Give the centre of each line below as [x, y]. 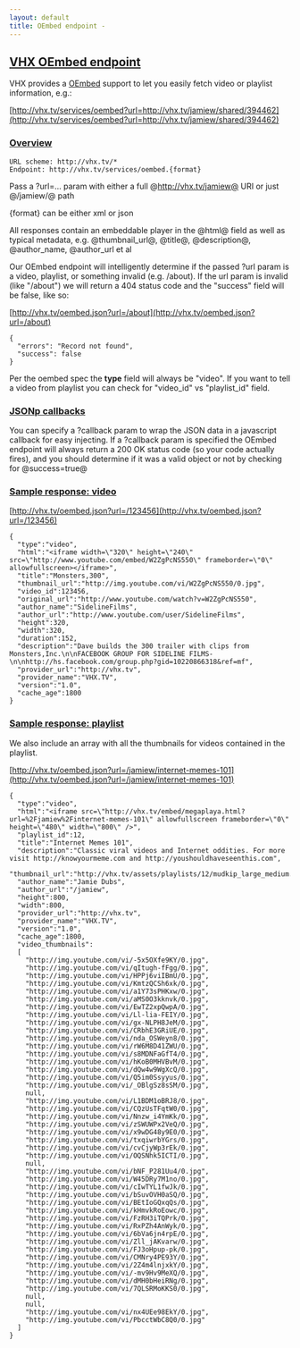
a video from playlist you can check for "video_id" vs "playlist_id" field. [140, 388]
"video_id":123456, [54, 592]
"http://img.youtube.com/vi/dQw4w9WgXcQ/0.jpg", [117, 1069]
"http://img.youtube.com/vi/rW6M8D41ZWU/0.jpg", [117, 1046]
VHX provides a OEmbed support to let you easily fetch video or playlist [141, 84]
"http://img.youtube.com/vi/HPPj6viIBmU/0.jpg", [117, 975]
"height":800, [43, 897]
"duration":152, [47, 639]
